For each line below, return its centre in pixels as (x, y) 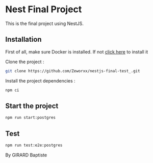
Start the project (32, 106)
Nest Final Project (44, 9)
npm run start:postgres (31, 118)
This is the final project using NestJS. (45, 23)
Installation (23, 39)
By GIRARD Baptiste (26, 155)
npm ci (12, 90)
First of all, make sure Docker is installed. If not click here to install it (77, 51)
